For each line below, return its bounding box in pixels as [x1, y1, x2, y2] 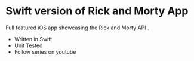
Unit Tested [14, 42, 43, 49]
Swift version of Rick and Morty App [5, 4, 189, 18]
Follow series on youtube [14, 48, 76, 55]
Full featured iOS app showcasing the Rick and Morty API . [5, 24, 149, 31]
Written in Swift [14, 35, 53, 42]
